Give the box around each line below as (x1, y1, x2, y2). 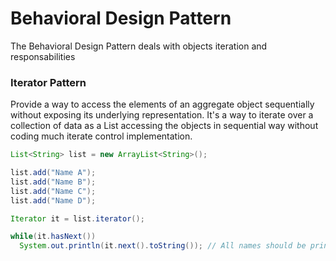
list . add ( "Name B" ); (10, 177, 97, 187)
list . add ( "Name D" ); (10, 195, 97, 206)
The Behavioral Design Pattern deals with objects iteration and (10, 40, 268, 52)
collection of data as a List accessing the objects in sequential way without (10, 120, 319, 132)
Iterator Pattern (10, 75, 87, 89)
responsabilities (10, 50, 76, 62)
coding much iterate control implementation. (10, 130, 193, 142)
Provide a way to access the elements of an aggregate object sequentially (10, 98, 315, 111)
